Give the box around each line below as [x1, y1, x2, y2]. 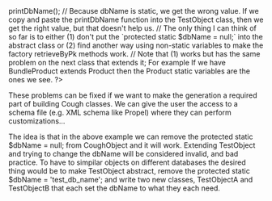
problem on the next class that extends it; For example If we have [8, 58, 227, 67]
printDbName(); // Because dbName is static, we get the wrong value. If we [8, 6, 259, 15]
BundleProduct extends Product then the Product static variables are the [8, 66, 251, 76]
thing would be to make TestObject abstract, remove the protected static [8, 166, 251, 175]
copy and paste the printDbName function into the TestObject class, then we [8, 15, 264, 24]
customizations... [8, 116, 66, 126]
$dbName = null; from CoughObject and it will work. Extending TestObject [8, 140, 256, 150]
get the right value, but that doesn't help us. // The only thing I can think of [8, 23, 257, 33]
